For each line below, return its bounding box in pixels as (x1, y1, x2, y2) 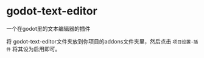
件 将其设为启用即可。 (6, 45, 61, 53)
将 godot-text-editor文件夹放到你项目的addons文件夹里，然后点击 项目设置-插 (6, 37, 199, 45)
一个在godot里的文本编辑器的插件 (6, 25, 91, 32)
